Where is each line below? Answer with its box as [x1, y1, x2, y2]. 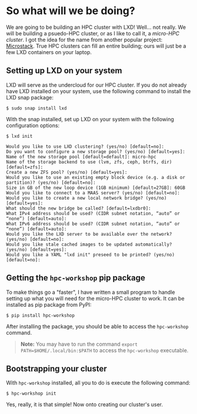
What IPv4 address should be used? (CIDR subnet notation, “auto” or [6, 210, 181, 216]
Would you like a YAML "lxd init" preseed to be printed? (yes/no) [6, 251, 175, 257]
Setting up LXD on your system [6, 66, 122, 76]
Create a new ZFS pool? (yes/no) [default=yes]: [6, 169, 128, 175]
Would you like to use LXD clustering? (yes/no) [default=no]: [6, 143, 165, 150]
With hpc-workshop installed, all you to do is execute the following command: [6, 379, 191, 386]
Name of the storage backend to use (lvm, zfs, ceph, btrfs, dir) [6, 159, 172, 165]
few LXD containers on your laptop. [6, 48, 92, 55]
